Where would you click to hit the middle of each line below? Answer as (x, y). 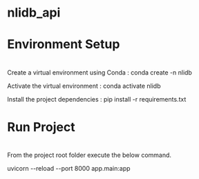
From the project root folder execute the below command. (89, 155)
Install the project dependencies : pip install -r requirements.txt (97, 99)
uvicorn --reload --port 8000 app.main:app (69, 168)
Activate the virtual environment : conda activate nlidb (84, 86)
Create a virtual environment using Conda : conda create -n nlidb (99, 72)
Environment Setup (64, 45)
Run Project (41, 127)
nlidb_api (34, 13)
